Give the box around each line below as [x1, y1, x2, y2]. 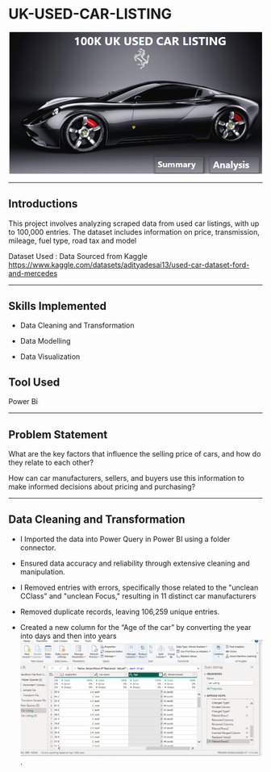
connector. [19, 542, 56, 553]
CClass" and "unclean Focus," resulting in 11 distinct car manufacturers [19, 590, 256, 601]
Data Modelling [19, 336, 71, 346]
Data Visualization [19, 352, 81, 361]
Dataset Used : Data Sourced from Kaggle [8, 251, 148, 261]
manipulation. [19, 566, 66, 577]
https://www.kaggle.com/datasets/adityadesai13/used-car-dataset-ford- [8, 260, 250, 269]
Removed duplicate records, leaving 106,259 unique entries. [19, 607, 220, 616]
